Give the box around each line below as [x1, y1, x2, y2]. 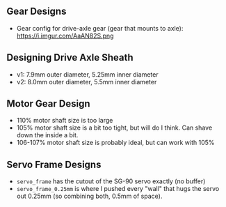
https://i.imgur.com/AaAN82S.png [16, 31, 114, 40]
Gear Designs [6, 6, 67, 17]
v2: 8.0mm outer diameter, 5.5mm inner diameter [16, 77, 157, 86]
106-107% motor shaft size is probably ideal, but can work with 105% [16, 139, 215, 147]
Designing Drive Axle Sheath [6, 52, 134, 63]
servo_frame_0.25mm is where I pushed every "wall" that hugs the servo [16, 185, 220, 193]
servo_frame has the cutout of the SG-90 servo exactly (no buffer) [16, 177, 206, 185]
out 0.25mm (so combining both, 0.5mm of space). [16, 192, 163, 201]
